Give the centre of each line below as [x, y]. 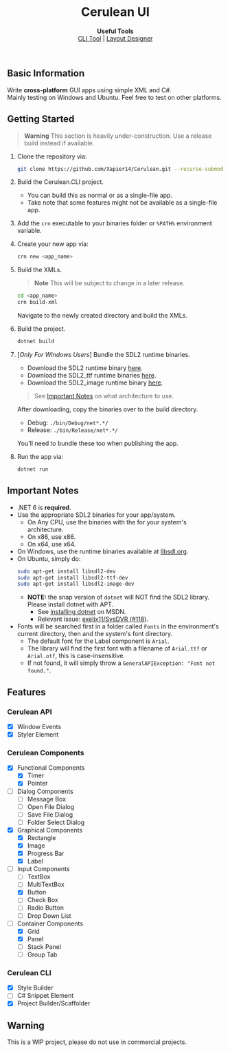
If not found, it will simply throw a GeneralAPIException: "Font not [121, 663]
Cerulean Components [46, 753]
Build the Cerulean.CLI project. [60, 182]
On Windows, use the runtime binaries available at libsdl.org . [103, 551]
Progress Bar [46, 853]
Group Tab [42, 954]
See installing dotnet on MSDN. [82, 612]
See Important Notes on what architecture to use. [104, 396]
